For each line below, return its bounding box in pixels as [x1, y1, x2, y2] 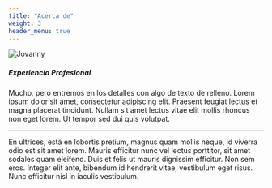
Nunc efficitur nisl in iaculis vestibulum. [8, 172, 139, 182]
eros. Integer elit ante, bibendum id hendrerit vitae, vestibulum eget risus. [8, 163, 253, 173]
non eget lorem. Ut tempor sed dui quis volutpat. [8, 114, 170, 124]
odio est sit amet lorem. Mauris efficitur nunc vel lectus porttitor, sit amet [8, 146, 251, 156]
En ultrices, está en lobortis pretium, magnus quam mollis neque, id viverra [8, 137, 258, 147]
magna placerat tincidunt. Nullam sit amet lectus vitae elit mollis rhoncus [8, 105, 250, 115]
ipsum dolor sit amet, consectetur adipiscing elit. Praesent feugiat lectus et [8, 96, 258, 106]
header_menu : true [8, 27, 70, 35]
